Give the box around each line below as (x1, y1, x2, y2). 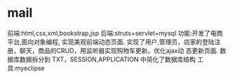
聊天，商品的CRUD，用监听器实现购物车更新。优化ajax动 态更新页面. (19, 46, 219, 55)
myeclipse (15, 64, 45, 72)
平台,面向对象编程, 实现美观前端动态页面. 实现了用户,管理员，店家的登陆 (7, 37, 215, 46)
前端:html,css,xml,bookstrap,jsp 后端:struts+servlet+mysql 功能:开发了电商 (7, 29, 223, 37)
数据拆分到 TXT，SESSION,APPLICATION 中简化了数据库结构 (19, 55, 197, 64)
